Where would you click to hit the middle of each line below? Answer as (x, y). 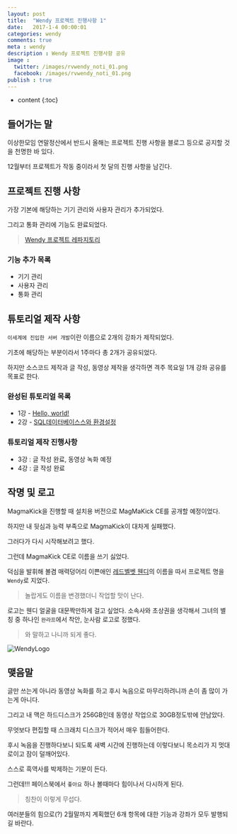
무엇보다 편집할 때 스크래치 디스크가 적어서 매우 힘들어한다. (88, 730)
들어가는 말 (30, 124)
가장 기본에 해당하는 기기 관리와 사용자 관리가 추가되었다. (86, 209)
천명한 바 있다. (35, 152)
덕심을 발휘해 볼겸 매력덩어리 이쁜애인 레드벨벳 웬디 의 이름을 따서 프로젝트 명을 (116, 571)
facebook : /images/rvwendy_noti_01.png (73, 73)
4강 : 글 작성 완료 (41, 468)
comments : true (30, 40)
